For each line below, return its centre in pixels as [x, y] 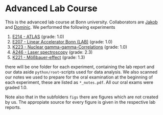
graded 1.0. [16, 87]
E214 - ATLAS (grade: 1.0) [38, 37]
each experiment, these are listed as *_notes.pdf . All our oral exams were [79, 82]
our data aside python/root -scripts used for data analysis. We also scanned [81, 72]
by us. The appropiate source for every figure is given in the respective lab [80, 102]
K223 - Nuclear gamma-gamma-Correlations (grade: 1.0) [70, 47]
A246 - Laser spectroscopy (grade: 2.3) [52, 52]
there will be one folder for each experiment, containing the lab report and [80, 67]
